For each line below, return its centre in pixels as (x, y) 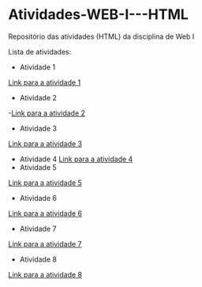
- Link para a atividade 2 (47, 113)
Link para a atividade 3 (45, 143)
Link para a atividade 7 (45, 244)
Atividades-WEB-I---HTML (99, 15)
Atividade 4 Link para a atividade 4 (76, 159)
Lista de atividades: (40, 51)
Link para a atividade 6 (45, 213)
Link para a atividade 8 (45, 274)
